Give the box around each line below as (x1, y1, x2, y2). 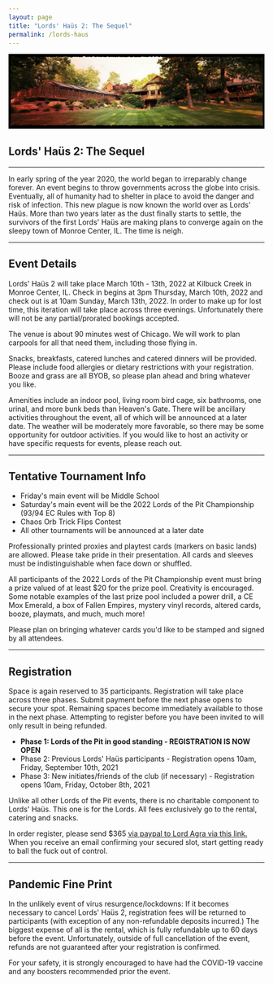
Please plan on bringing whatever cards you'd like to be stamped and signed (8, 625, 265, 635)
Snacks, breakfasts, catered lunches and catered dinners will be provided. (8, 353, 258, 363)
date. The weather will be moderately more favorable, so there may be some (8, 421, 264, 431)
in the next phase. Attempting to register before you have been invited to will (8, 712, 264, 722)
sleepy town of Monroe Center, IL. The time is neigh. (8, 225, 184, 235)
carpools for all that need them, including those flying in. (8, 338, 197, 348)
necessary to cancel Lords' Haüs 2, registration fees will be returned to (8, 907, 246, 917)
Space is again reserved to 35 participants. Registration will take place (8, 686, 244, 696)
